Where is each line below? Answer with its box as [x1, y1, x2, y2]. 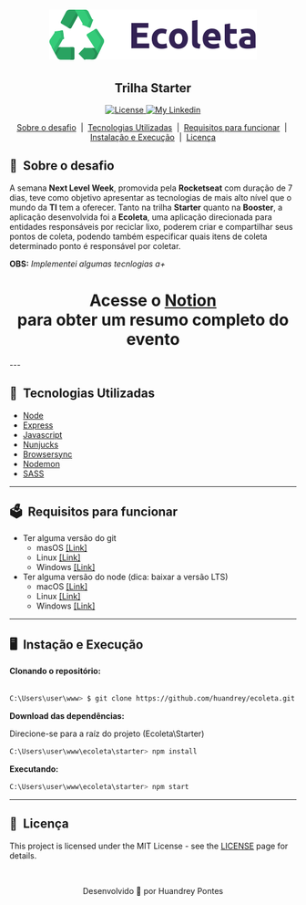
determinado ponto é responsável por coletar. [9, 240, 181, 251]
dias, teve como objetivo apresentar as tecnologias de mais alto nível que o [9, 192, 292, 203]
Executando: [9, 763, 59, 775]
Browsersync [22, 448, 73, 460]
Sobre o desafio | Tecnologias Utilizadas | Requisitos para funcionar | [16, 122, 288, 132]
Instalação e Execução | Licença [89, 132, 217, 142]
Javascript [22, 429, 63, 440]
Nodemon [22, 458, 61, 469]
